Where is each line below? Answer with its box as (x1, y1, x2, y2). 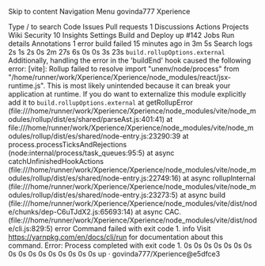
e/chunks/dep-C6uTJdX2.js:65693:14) (8, 207, 134, 216)
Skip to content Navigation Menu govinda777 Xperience (8, 7, 191, 16)
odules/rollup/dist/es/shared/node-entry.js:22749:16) (8, 173, 182, 183)
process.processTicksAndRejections (8, 140, 127, 149)
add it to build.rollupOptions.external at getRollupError (8, 98, 194, 107)
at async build (180, 190, 226, 199)
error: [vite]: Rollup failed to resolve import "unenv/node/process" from (8, 64, 240, 74)
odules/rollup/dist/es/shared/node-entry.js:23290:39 (8, 131, 181, 141)
